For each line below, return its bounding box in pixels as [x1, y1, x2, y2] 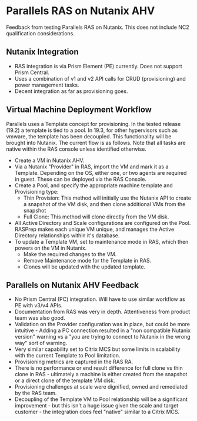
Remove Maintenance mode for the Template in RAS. [23, 257, 152, 264]
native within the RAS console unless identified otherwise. [6, 145, 147, 153]
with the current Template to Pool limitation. [14, 352, 121, 359]
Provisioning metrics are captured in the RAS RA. [14, 358, 133, 366]
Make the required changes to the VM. [23, 250, 117, 257]
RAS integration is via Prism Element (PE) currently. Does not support [14, 62, 182, 69]
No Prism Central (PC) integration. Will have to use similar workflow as [14, 296, 185, 303]
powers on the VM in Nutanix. [14, 244, 87, 251]
